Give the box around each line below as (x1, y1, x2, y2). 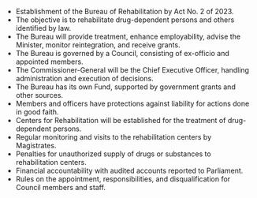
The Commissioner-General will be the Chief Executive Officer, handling (15, 65, 250, 74)
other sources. (15, 91, 64, 99)
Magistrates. (15, 141, 57, 150)
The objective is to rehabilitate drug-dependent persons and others (15, 15, 235, 24)
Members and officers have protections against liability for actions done (15, 99, 250, 108)
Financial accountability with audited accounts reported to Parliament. (15, 166, 244, 175)
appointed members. (15, 57, 84, 66)
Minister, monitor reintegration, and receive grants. (15, 40, 181, 50)
